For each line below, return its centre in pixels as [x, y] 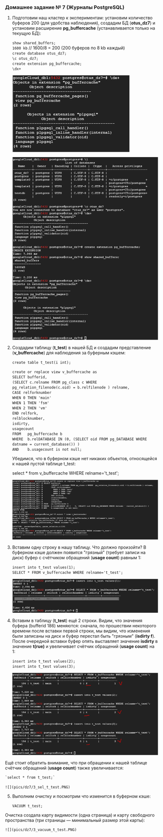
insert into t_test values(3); [44, 667]
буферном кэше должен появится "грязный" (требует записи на [79, 552]
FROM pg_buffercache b [37, 434]
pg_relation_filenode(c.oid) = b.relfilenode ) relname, [71, 387]
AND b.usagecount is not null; [47, 449]
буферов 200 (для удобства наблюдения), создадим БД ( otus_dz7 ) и [83, 23]
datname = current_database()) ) [46, 444]
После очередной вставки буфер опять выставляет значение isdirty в [85, 641]
